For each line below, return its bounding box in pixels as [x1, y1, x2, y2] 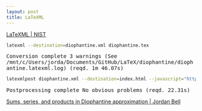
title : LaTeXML [6, 14, 44, 20]
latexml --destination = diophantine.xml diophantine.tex [6, 42, 149, 48]
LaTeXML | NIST [6, 30, 46, 38]
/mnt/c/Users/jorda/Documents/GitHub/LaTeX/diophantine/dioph [6, 59, 194, 66]
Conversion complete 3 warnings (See [6, 53, 118, 60]
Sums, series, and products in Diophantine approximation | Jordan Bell [6, 98, 181, 105]
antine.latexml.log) [6, 65, 67, 72]
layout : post [6, 8, 39, 15]
